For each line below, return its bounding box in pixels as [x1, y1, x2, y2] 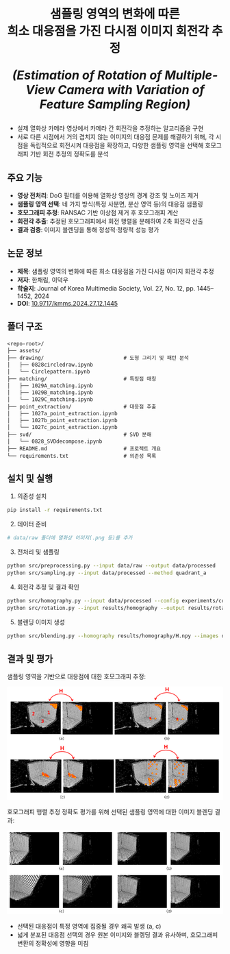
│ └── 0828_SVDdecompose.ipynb [7, 438, 103, 445]
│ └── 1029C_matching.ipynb [7, 395, 94, 403]
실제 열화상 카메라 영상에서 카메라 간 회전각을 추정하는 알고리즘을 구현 [16, 124, 204, 132]
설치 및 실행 [7, 473, 53, 485]
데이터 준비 [16, 520, 47, 528]
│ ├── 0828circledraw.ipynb [7, 361, 94, 368]
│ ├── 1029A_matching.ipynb [7, 382, 94, 389]
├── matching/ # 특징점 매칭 [7, 375, 157, 382]
